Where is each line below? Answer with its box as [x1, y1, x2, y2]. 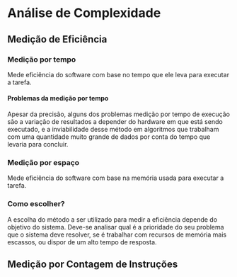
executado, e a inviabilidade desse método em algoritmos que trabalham [7, 125, 219, 134]
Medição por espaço [7, 158, 80, 167]
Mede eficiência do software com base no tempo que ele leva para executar [7, 70, 230, 79]
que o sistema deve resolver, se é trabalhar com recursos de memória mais [7, 230, 227, 239]
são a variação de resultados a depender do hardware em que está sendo [7, 118, 223, 126]
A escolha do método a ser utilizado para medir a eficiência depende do [7, 215, 218, 224]
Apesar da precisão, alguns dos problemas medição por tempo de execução [7, 110, 230, 118]
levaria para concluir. [7, 140, 69, 149]
